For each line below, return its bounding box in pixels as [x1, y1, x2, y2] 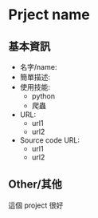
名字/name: [19, 63, 57, 71]
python [31, 91, 56, 101]
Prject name [8, 6, 90, 24]
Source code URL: [19, 135, 80, 145]
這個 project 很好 [8, 200, 64, 210]
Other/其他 [8, 178, 62, 192]
